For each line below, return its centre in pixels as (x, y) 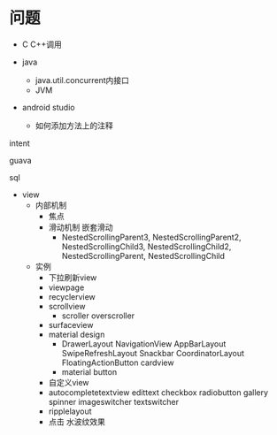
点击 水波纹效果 (77, 422)
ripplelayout (70, 411)
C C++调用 (42, 44)
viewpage (66, 287)
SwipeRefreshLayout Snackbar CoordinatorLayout (153, 353)
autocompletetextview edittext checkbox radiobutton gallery (158, 392)
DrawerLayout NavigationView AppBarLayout (144, 343)
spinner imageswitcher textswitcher (114, 401)
